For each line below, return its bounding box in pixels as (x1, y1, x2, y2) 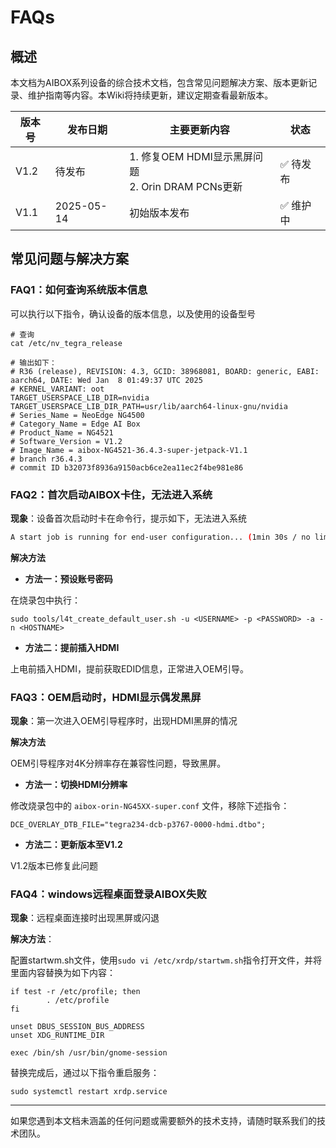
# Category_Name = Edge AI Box (10, 419, 141, 429)
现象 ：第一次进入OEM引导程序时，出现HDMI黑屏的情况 (10, 715, 238, 727)
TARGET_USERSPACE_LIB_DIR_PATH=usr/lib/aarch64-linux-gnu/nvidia (10, 401, 288, 411)
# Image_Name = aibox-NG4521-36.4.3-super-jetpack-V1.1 (10, 445, 248, 455)
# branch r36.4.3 (10, 454, 83, 464)
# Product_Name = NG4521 (10, 427, 114, 438)
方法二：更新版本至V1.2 (24, 839, 123, 851)
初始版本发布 (129, 206, 190, 220)
